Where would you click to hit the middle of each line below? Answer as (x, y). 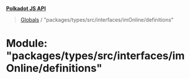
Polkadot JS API (26, 8)
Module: (27, 44)
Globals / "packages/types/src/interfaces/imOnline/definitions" (97, 20)
